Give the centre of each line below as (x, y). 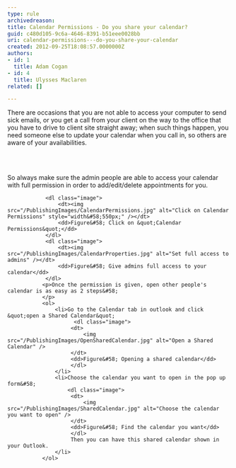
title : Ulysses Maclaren (50, 80)
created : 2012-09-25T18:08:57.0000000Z (66, 47)
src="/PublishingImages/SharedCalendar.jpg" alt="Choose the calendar (113, 409)
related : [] (25, 86)
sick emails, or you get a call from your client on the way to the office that (114, 120)
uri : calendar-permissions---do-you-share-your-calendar (93, 40)
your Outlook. (28, 446)
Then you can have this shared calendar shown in (145, 440)
